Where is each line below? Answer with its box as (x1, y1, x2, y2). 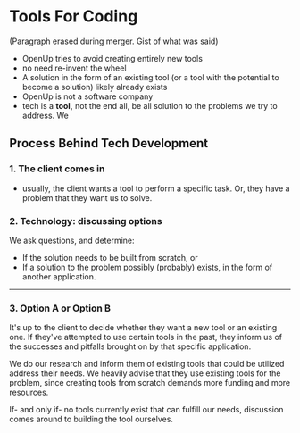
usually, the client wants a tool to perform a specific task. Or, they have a (21, 183, 290, 194)
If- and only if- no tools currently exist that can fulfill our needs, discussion (9, 404, 284, 415)
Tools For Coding (9, 6, 138, 27)
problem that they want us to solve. (21, 192, 153, 203)
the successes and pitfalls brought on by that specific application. (9, 341, 252, 352)
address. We (21, 110, 69, 121)
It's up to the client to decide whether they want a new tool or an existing (9, 322, 278, 333)
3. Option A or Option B (9, 302, 112, 314)
